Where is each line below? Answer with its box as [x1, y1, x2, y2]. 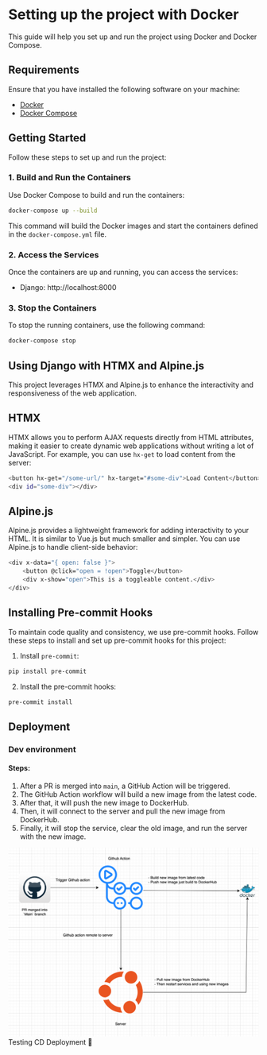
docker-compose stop [8, 337, 77, 345]
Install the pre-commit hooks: [19, 682, 117, 691]
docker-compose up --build [8, 207, 98, 214]
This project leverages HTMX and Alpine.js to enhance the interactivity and [8, 380, 254, 390]
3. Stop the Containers [8, 302, 97, 313]
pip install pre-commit [8, 667, 87, 675]
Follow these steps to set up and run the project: [8, 153, 167, 162]
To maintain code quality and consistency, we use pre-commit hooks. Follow [8, 627, 259, 636]
